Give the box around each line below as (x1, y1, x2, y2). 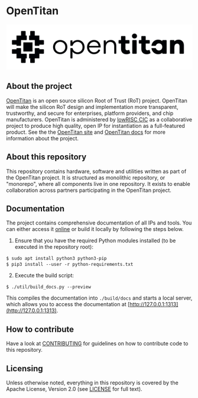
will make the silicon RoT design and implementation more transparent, (6, 103, 178, 110)
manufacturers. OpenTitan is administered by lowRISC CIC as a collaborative (6, 115, 193, 123)
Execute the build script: (14, 272, 74, 279)
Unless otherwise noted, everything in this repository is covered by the (6, 379, 178, 386)
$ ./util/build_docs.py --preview (6, 284, 92, 290)
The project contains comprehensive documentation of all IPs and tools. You (6, 219, 192, 226)
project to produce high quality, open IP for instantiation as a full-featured (6, 122, 185, 129)
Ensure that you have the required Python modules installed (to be (14, 237, 176, 244)
